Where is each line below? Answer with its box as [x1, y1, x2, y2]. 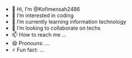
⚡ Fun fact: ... [11, 46, 44, 53]
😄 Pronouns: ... [11, 40, 50, 47]
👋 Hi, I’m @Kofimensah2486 [11, 6, 81, 12]
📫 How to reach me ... [11, 31, 67, 38]
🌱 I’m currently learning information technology [11, 18, 127, 25]
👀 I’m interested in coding [11, 12, 74, 19]
